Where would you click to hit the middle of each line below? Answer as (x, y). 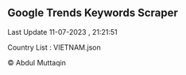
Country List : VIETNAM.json (54, 47)
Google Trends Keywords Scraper (93, 13)
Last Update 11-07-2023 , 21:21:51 (62, 32)
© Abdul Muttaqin (37, 62)
